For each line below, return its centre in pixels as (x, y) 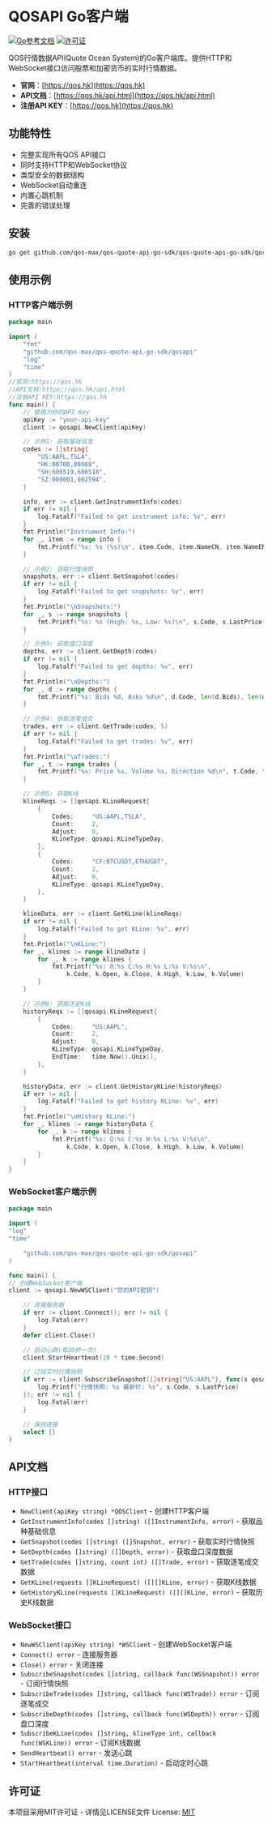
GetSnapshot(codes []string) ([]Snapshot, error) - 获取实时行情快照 (137, 1541)
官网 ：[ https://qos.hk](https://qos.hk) (83, 85)
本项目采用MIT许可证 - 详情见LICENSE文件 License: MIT (102, 1812)
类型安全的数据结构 (52, 174)
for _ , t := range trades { (70, 764)
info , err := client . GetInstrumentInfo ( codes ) (103, 502)
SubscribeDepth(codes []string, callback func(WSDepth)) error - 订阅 (140, 1714)
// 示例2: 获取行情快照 (58, 569)
